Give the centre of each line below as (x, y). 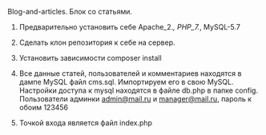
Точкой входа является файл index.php (86, 123)
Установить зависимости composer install (90, 58)
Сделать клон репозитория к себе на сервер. (97, 42)
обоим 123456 (44, 107)
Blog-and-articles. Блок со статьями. (70, 12)
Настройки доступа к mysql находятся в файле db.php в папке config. (138, 90)
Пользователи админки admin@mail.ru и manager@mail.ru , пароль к (135, 99)
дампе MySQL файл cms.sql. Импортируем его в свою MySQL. (126, 82)
